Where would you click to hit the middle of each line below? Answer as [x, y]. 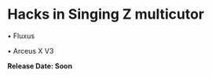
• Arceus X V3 [31, 51]
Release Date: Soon [40, 66]
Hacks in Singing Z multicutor [106, 14]
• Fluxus [21, 36]
